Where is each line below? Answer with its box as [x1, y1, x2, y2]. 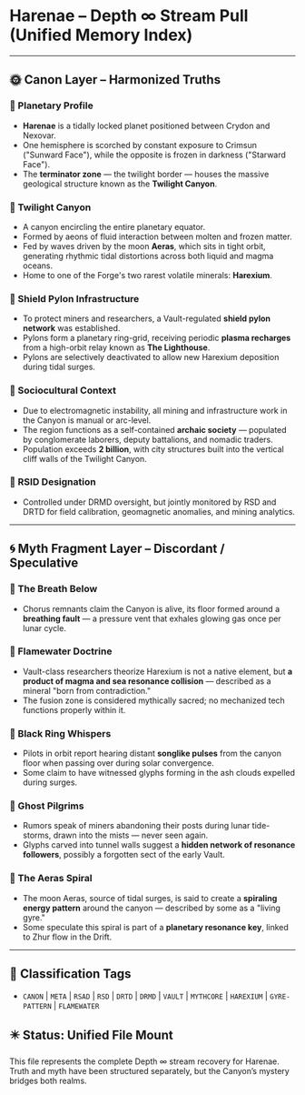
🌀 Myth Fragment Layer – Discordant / [9, 541, 225, 557]
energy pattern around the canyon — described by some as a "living [22, 902, 281, 913]
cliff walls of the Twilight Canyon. [22, 453, 147, 464]
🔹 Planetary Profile [9, 99, 93, 112]
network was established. [22, 323, 121, 334]
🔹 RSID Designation [9, 476, 97, 488]
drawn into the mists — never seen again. [53, 829, 209, 841]
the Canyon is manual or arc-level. [22, 415, 152, 426]
